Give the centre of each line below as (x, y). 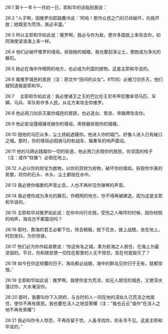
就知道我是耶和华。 (25, 86)
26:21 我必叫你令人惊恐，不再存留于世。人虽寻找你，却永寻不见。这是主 (79, 320)
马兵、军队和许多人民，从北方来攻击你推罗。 (60, 102)
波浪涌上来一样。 (36, 41)
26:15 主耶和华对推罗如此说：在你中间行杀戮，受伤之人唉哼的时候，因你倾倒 (84, 213)
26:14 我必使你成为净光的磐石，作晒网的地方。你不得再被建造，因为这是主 (82, 196)
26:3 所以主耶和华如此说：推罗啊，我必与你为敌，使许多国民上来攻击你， (81, 35)
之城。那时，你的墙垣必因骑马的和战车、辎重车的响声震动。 (67, 141)
